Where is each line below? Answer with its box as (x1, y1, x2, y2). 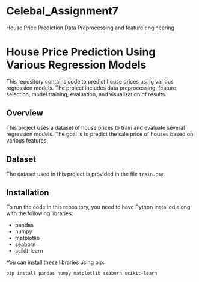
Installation (6, 188, 49, 198)
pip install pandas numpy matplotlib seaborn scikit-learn (6, 271, 158, 277)
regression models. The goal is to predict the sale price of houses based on (6, 130, 194, 138)
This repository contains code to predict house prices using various (6, 78, 174, 85)
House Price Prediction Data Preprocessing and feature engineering (6, 24, 174, 31)
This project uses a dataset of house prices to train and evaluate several (6, 124, 185, 131)
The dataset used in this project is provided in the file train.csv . (6, 170, 165, 177)
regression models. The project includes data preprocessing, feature (6, 84, 176, 91)
